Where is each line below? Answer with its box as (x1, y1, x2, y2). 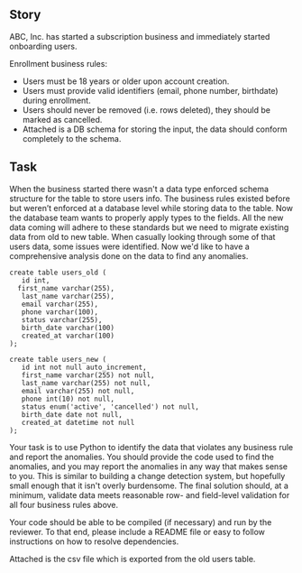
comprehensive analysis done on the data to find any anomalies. (9, 250, 249, 261)
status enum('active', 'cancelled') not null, (21, 402, 200, 411)
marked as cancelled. (22, 114, 103, 125)
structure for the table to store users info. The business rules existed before (9, 193, 290, 204)
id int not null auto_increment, (21, 363, 147, 372)
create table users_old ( (9, 268, 106, 277)
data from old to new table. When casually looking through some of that (9, 231, 276, 242)
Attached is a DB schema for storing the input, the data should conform (22, 124, 288, 134)
